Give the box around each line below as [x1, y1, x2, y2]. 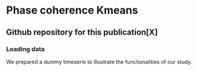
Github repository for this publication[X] [6, 27, 158, 37]
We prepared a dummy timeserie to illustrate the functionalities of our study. [6, 58, 192, 65]
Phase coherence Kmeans [6, 4, 138, 17]
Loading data [6, 45, 45, 53]
